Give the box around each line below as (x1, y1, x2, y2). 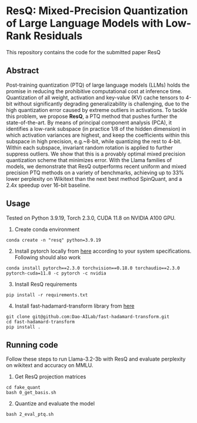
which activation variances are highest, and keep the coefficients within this (6, 131, 190, 138)
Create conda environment (14, 226, 80, 233)
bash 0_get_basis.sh (6, 390, 57, 396)
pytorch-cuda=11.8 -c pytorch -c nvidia (6, 270, 107, 276)
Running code (6, 340, 59, 350)
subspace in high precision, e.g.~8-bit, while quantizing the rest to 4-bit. (6, 137, 182, 145)
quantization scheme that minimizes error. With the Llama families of (6, 156, 172, 163)
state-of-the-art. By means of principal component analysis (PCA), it (6, 119, 172, 126)
